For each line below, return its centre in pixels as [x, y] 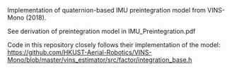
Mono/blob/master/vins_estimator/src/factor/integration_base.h [100, 60]
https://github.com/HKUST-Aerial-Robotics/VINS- [80, 52]
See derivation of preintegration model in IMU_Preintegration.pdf [101, 31]
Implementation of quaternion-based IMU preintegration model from [107, 10]
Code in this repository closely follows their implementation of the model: [114, 45]
